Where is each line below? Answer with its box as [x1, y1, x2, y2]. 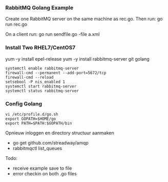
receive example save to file [12, 165, 72, 171]
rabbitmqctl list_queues [12, 145, 62, 151]
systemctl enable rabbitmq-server [5, 66, 79, 71]
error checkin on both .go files [12, 170, 77, 176]
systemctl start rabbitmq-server [5, 84, 77, 89]
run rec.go [5, 21, 27, 27]
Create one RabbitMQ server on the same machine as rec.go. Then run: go [5, 16, 163, 22]
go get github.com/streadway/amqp [12, 139, 89, 145]
